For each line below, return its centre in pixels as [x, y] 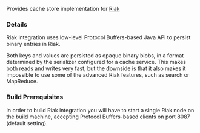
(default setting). [27, 123]
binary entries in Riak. [33, 44]
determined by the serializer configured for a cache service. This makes [96, 62]
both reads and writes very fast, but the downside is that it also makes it [96, 68]
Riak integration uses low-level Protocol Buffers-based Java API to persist [98, 37]
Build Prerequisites [35, 97]
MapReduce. [22, 82]
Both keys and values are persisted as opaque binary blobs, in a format [95, 56]
